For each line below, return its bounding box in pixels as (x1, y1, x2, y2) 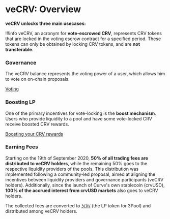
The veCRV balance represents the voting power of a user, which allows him (5, 71, 165, 77)
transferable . (5, 46, 34, 52)
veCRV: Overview (5, 4, 81, 15)
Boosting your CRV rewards (5, 131, 64, 137)
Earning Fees (5, 143, 39, 150)
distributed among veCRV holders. (5, 208, 77, 214)
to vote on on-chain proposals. (5, 76, 70, 82)
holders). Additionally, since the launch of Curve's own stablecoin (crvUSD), (5, 182, 165, 188)
